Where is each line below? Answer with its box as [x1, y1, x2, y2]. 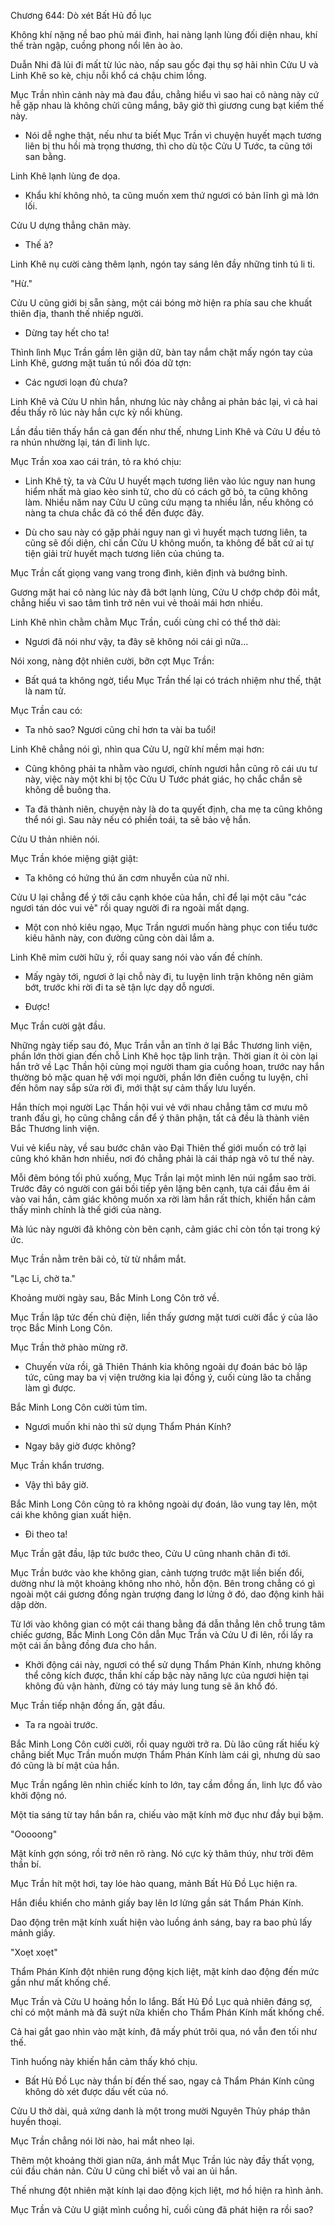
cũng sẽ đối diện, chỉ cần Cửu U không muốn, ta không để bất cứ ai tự [24, 537, 315, 549]
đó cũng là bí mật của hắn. [10, 1760, 120, 1771]
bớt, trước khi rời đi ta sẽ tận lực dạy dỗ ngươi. [24, 981, 215, 993]
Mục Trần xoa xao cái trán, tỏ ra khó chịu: [10, 456, 182, 467]
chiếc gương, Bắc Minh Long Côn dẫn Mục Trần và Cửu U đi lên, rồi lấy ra [10, 1629, 314, 1640]
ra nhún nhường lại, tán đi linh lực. [10, 436, 151, 448]
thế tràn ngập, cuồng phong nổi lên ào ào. [10, 40, 183, 51]
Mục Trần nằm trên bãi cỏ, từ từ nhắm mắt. [10, 1253, 187, 1265]
